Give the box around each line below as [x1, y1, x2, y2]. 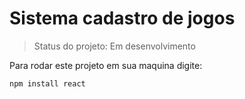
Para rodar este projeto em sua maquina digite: [9, 59, 203, 71]
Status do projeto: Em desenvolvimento [33, 40, 196, 52]
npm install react [9, 78, 86, 89]
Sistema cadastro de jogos [9, 7, 236, 30]
